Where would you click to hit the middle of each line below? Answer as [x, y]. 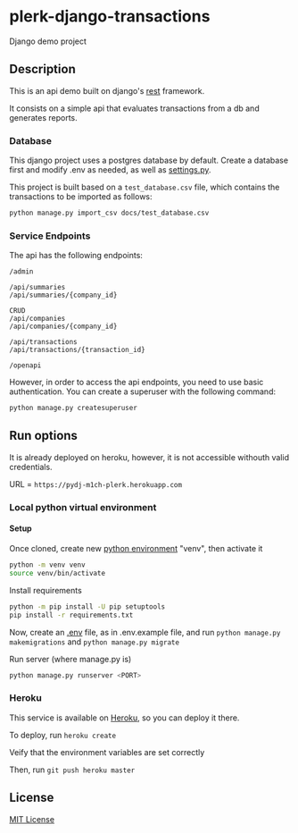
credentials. [31, 467]
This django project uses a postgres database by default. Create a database [149, 160]
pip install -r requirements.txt [71, 615]
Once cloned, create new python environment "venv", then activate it [136, 549]
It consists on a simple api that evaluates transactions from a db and [135, 108]
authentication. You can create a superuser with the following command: [143, 391]
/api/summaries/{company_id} [63, 295]
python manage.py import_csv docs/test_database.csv [109, 213]
